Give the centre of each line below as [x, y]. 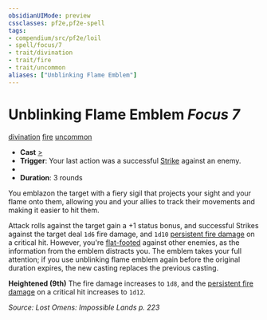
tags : [17, 30]
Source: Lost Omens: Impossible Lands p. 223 [84, 307]
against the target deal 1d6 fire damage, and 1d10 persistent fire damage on [132, 234]
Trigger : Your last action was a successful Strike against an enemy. [130, 160]
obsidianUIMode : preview [49, 16]
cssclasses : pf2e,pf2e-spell [57, 23]
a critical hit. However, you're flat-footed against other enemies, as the [124, 242]
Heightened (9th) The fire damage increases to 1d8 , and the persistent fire [131, 283]
